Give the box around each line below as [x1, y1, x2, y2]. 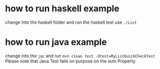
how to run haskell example [5, 3, 120, 14]
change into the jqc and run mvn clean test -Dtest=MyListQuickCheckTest [5, 53, 155, 59]
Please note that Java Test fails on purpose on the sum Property [5, 58, 135, 64]
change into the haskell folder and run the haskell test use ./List [5, 19, 137, 25]
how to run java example [5, 36, 107, 48]
